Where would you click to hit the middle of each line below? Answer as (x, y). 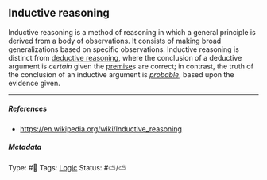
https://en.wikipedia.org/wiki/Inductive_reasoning (101, 129)
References (28, 109)
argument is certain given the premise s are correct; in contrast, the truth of (131, 66)
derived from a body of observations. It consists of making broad (115, 41)
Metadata (25, 147)
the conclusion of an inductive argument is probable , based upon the (121, 74)
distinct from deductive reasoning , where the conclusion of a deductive (125, 57)
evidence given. (35, 83)
